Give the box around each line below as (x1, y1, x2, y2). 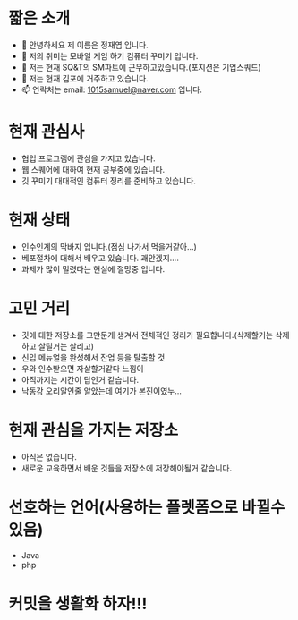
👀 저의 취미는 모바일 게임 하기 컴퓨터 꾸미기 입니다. (21, 50, 199, 61)
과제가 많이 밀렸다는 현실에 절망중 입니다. (21, 263, 166, 274)
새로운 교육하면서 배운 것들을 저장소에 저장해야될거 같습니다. (21, 463, 233, 473)
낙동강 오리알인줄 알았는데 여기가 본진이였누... (21, 386, 183, 396)
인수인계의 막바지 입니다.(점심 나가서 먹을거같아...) (21, 241, 198, 251)
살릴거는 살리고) (38, 341, 95, 352)
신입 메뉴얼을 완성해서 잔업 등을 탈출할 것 (21, 352, 166, 362)
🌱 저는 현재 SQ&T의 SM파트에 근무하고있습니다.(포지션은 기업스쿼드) (21, 62, 261, 72)
